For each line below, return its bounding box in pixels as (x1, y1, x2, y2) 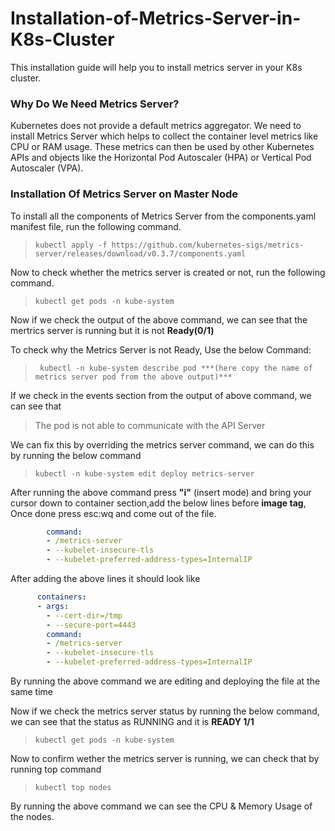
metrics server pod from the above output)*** (34, 372, 233, 382)
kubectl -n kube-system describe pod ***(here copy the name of (39, 363, 313, 373)
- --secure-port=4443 (46, 620, 137, 630)
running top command (10, 763, 102, 776)
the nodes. (10, 811, 55, 823)
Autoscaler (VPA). (10, 162, 84, 174)
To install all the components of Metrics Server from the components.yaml (10, 210, 317, 222)
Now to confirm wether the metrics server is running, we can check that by (10, 753, 320, 765)
